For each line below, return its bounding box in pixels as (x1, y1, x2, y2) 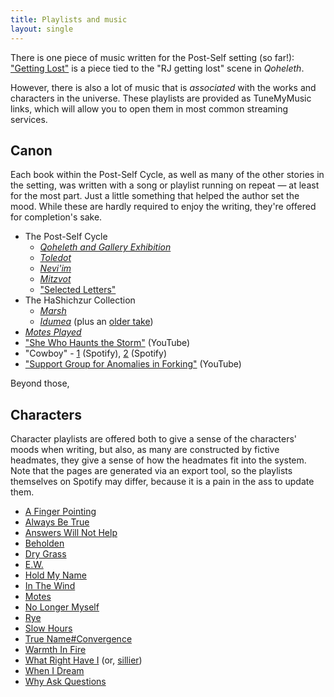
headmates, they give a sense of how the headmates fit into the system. (10, 454, 307, 466)
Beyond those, (10, 377, 70, 390)
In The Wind (24, 580, 76, 592)
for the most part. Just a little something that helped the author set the (10, 190, 300, 202)
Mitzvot (39, 273, 72, 285)
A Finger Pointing (24, 506, 97, 518)
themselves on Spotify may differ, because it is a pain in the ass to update (10, 476, 315, 488)
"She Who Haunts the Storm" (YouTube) (24, 337, 191, 349)
